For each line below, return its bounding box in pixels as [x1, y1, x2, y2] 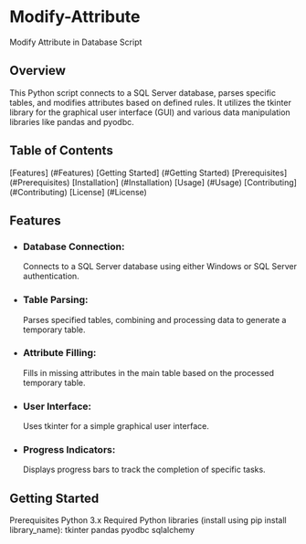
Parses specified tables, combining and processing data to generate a [22, 314, 287, 325]
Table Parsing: [22, 294, 89, 307]
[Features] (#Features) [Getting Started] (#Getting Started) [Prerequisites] [9, 167, 288, 178]
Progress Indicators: [22, 444, 116, 456]
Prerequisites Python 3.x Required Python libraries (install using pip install [9, 515, 287, 526]
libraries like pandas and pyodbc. [9, 116, 134, 127]
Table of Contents [9, 143, 114, 159]
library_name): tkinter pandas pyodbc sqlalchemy [9, 525, 195, 536]
